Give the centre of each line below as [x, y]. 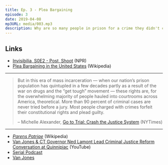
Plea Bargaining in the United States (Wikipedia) [62, 66]
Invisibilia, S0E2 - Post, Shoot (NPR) [49, 60]
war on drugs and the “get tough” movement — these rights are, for [87, 91]
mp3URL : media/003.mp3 [29, 24]
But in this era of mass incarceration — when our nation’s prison [83, 80]
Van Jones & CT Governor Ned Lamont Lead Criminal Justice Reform [83, 141]
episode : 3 [16, 14]
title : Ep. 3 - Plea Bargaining [39, 10]
